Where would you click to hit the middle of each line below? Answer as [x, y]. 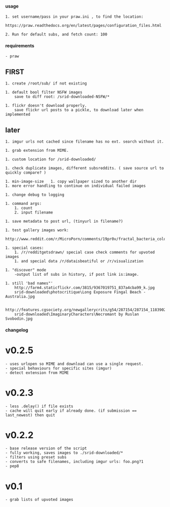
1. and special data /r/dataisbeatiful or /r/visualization [79, 261]
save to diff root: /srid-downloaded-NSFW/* [62, 97]
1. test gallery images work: [37, 230]
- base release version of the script [46, 449]
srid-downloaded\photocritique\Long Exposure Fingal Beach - [80, 292]
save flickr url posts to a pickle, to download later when [79, 110]
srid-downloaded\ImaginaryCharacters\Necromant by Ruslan [77, 314]
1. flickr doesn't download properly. [46, 106]
